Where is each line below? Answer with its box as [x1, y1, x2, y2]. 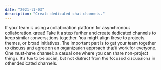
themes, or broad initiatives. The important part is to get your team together [5, 40, 156, 46]
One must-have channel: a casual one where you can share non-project [5, 50, 149, 56]
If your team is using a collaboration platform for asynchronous [5, 24, 131, 30]
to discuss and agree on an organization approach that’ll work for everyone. [5, 45, 157, 51]
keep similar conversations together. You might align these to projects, [5, 35, 145, 41]
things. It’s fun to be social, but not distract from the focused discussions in [5, 55, 156, 61]
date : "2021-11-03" [5, 7, 45, 12]
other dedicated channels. [5, 60, 58, 66]
